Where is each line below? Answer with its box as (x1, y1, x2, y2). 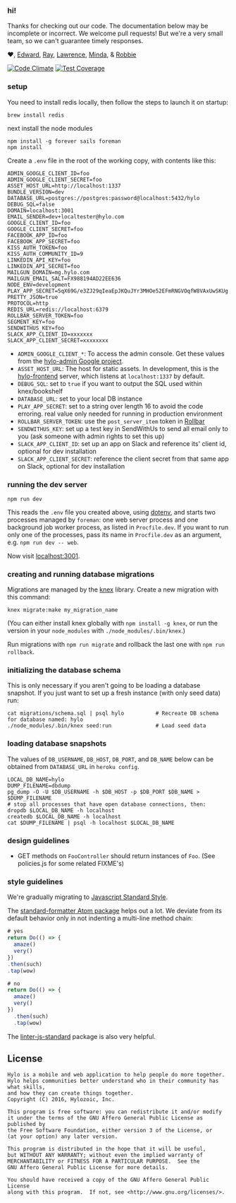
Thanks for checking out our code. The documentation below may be (7, 22, 209, 30)
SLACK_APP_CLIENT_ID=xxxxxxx (7, 331, 93, 338)
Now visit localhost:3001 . (7, 551, 80, 560)
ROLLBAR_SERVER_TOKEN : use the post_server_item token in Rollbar (17, 416, 206, 426)
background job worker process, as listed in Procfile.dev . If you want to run (7, 522, 229, 532)
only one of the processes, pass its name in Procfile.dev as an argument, (7, 530, 222, 539)
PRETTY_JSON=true (7, 293, 58, 300)
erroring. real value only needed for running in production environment (17, 409, 223, 418)
